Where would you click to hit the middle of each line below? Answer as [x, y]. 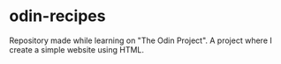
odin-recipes [57, 16]
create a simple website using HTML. [76, 49]
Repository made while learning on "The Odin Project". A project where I [140, 40]
